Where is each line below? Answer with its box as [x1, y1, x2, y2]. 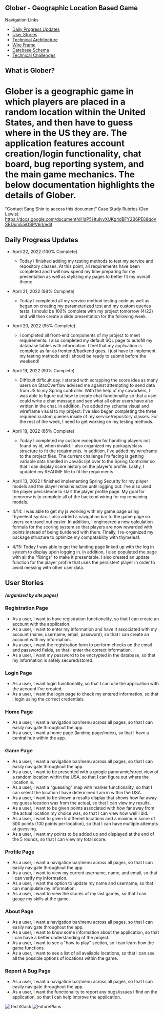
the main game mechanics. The [5, 169, 135, 180]
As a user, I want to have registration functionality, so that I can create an [12, 615, 159, 622]
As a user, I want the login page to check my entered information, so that [12, 691, 159, 697]
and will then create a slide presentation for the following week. [19, 313, 147, 319]
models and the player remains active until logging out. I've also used [12, 483, 152, 489]
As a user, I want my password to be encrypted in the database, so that [12, 652, 156, 658]
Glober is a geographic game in [5, 86, 134, 97]
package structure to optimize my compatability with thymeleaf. [12, 534, 141, 540]
